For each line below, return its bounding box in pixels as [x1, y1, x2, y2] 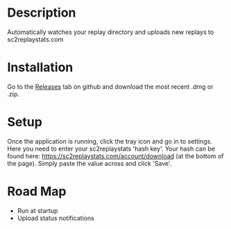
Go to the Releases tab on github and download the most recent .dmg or [7, 82, 214, 91]
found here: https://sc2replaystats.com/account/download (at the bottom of [7, 151, 224, 160]
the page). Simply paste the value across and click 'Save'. [7, 159, 172, 167]
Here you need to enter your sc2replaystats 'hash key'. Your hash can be [7, 144, 215, 153]
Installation [7, 60, 74, 76]
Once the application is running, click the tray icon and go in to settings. [7, 137, 213, 145]
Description [7, 5, 76, 21]
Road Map [7, 184, 67, 199]
